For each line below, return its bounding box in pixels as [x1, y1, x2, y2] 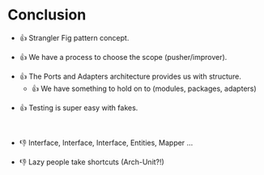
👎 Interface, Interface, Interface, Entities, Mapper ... [19, 138, 194, 147]
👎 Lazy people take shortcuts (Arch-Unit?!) [19, 156, 165, 167]
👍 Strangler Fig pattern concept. [19, 32, 130, 42]
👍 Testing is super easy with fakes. [19, 103, 138, 113]
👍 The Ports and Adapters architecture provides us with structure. [19, 71, 242, 81]
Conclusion [7, 6, 87, 24]
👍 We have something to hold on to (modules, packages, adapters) [31, 83, 257, 93]
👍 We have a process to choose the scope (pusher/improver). [19, 52, 228, 62]
